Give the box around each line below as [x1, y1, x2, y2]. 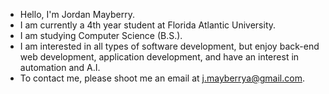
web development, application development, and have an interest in [19, 51, 300, 63]
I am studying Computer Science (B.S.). [19, 30, 183, 41]
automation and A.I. [19, 62, 101, 73]
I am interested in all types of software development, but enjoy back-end [19, 40, 320, 52]
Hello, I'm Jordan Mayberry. [19, 9, 135, 20]
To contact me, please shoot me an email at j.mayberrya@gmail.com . [19, 72, 305, 84]
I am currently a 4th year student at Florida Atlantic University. [19, 19, 277, 31]
